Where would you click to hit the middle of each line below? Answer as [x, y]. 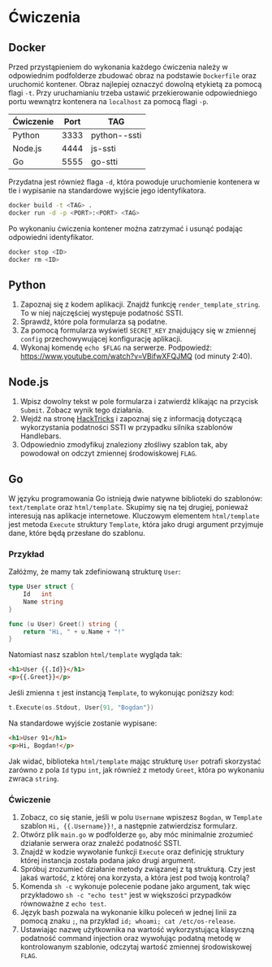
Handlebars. [41, 436]
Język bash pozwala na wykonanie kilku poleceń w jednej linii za [128, 913]
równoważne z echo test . [63, 904]
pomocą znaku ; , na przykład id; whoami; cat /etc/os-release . [128, 921]
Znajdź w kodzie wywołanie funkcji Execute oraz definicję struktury [132, 852]
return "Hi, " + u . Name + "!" [74, 632]
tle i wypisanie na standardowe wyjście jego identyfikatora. [107, 190]
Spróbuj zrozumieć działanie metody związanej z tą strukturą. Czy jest [138, 869]
